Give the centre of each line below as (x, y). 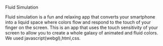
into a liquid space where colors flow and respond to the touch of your (78, 22)
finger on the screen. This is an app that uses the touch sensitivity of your (82, 27)
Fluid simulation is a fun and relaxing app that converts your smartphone (80, 17)
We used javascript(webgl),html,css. (43, 38)
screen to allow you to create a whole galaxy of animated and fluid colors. (82, 33)
